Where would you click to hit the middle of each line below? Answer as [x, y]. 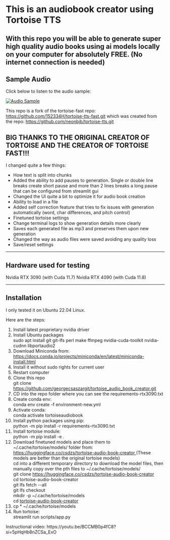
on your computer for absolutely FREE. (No [74, 54]
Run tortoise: [26, 511]
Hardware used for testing [48, 265]
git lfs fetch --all [30, 485]
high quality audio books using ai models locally [83, 46]
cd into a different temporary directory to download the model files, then [88, 463]
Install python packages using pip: [49, 420]
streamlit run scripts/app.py [42, 517]
